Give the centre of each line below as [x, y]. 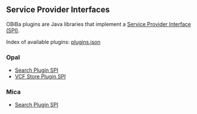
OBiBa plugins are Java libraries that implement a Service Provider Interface [98, 24]
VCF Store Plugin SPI [40, 77]
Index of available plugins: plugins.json [53, 42]
